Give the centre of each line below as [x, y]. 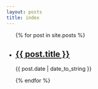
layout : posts [24, 12]
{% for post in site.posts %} [50, 35]
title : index [23, 18]
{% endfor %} [33, 80]
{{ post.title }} [43, 54]
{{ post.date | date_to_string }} [53, 69]
